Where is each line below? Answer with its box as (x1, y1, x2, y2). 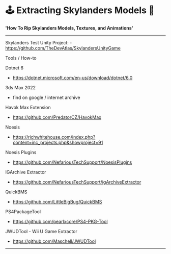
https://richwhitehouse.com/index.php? (12, 134, 96, 140)
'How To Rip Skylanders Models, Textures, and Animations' (5, 24, 133, 31)
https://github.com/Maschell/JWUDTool (12, 238, 96, 244)
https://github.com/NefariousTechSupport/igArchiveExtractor (12, 179, 141, 185)
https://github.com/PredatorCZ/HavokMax (12, 114, 102, 120)
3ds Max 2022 (5, 84, 36, 90)
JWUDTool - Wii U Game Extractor (5, 228, 78, 234)
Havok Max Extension (5, 104, 51, 110)
